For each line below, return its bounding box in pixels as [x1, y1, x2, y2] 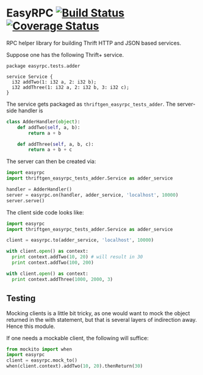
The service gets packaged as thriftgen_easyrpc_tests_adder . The [6, 100, 176, 107]
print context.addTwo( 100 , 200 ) [12, 260, 94, 266]
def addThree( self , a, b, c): [17, 141, 94, 147]
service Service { [6, 73, 53, 79]
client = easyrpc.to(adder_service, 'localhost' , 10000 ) [6, 237, 154, 244]
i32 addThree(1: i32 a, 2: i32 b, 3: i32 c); [12, 84, 130, 90]
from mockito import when [6, 346, 72, 352]
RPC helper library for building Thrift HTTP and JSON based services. [6, 39, 182, 46]
